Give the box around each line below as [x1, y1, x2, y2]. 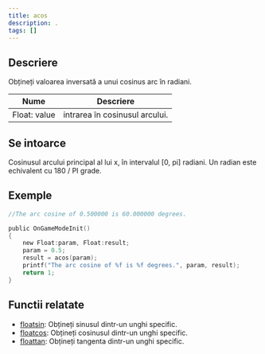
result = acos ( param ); [22, 254, 98, 263]
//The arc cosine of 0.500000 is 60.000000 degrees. [8, 210, 187, 218]
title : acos [8, 11, 48, 20]
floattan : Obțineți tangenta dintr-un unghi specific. [19, 336, 185, 346]
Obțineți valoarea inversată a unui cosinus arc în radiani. [8, 77, 193, 87]
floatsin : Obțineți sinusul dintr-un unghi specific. [19, 319, 177, 329]
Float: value [12, 109, 56, 120]
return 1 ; [22, 268, 56, 277]
